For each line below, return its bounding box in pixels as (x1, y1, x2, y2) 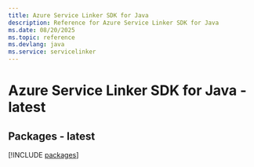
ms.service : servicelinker (8, 48, 96, 56)
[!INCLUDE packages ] (8, 151, 79, 159)
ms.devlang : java (8, 41, 65, 49)
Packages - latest (8, 129, 96, 143)
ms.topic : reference (8, 33, 76, 42)
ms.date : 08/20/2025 (8, 26, 76, 34)
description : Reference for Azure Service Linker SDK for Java (8, 19, 220, 27)
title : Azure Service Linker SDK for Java (8, 11, 149, 20)
